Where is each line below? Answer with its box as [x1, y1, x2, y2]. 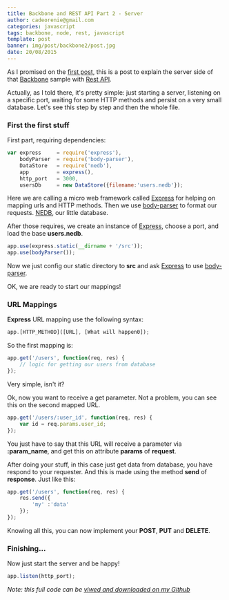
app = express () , [19, 169, 94, 176]
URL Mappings [7, 300, 57, 310]
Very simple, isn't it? [7, 379, 65, 388]
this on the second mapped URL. [7, 400, 101, 409]
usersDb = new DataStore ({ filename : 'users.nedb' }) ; [19, 181, 184, 189]
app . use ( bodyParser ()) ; [7, 250, 76, 256]
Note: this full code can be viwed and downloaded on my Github [7, 585, 191, 594]
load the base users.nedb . [7, 229, 83, 238]
